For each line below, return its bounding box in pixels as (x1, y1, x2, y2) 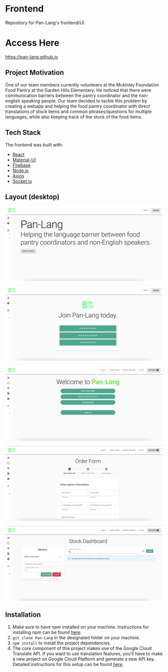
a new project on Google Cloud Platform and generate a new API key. (12, 656, 155, 662)
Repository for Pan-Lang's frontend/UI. (5, 20, 86, 26)
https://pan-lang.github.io (5, 54, 58, 60)
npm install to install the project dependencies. (12, 640, 111, 646)
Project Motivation (5, 68, 64, 77)
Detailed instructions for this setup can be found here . (12, 661, 124, 667)
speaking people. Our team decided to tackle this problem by (21, 97, 147, 103)
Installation (5, 611, 41, 619)
